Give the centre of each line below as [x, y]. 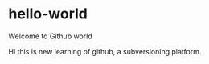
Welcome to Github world [50, 36]
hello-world [48, 14]
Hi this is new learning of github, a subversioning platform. [105, 51]
